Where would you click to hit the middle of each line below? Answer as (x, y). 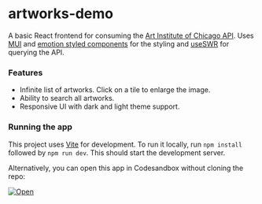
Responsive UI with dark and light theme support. (100, 106)
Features (26, 72)
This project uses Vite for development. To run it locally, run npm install (125, 144)
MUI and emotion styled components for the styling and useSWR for (119, 43)
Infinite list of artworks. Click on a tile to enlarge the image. (115, 90)
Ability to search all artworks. (67, 98)
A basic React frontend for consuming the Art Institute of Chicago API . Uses (131, 35)
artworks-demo (61, 14)
